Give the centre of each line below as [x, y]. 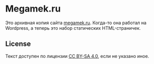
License [18, 44]
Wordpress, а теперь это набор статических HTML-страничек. [73, 28]
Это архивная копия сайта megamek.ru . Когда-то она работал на [76, 23]
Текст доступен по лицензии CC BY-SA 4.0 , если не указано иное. [77, 56]
